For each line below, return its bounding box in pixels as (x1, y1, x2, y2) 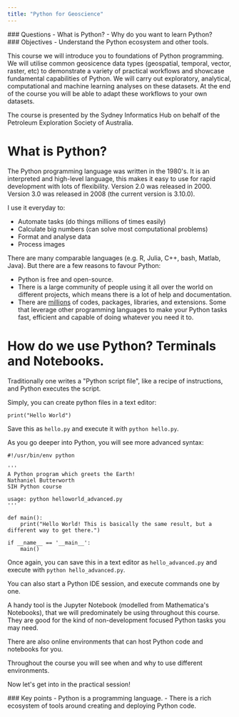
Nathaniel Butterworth (7, 477, 75, 484)
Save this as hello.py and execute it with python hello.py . (7, 424, 180, 433)
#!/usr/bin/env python (7, 452, 75, 459)
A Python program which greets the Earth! (7, 470, 136, 478)
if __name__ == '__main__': (7, 539, 91, 546)
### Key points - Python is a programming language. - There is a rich (7, 693, 212, 702)
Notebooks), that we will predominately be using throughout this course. (7, 608, 220, 617)
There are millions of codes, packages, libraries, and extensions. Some (17, 297, 227, 306)
